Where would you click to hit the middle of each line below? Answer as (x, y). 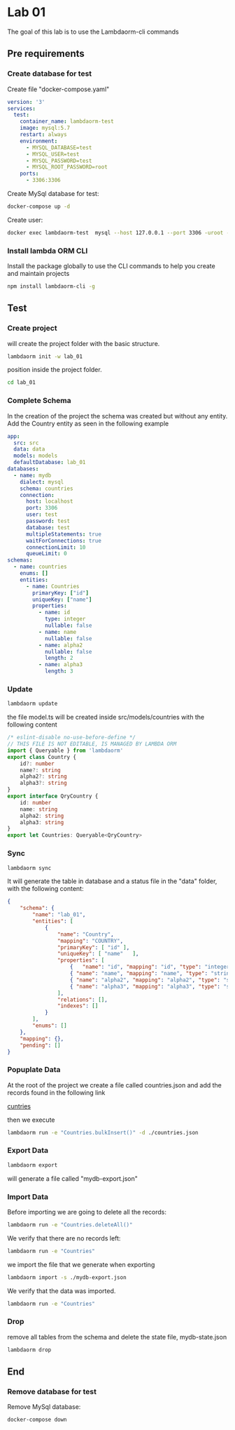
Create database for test (50, 74)
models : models (36, 456)
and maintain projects (38, 274)
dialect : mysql (42, 482)
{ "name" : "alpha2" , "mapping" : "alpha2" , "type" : (145, 980)
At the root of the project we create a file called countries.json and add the (114, 1085)
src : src (26, 443)
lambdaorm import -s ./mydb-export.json (67, 1277)
